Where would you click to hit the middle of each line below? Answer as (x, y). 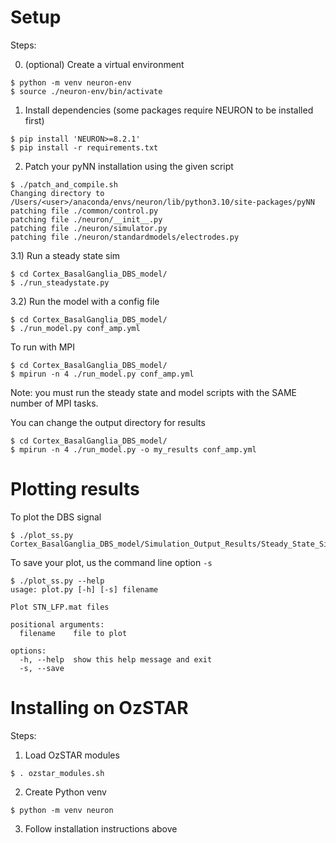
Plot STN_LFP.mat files (60, 607)
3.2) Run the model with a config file (85, 301)
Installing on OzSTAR (99, 708)
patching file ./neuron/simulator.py (89, 228)
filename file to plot (73, 633)
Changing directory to (57, 193)
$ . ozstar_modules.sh (57, 773)
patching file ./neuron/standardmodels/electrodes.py (125, 237)
